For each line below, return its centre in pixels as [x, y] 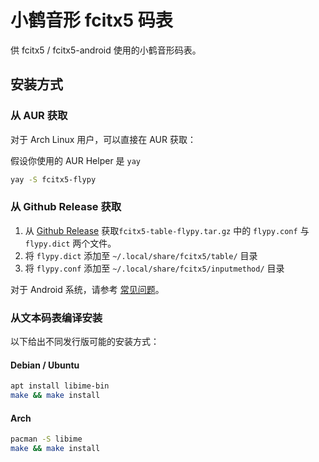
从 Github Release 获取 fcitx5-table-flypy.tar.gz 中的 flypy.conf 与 [167, 230]
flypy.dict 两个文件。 [70, 243]
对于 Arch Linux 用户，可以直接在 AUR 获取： [103, 139]
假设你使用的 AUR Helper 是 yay [76, 160]
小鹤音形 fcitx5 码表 [91, 20]
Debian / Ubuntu [45, 365]
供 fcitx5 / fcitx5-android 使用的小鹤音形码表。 [106, 50]
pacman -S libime [46, 439]
